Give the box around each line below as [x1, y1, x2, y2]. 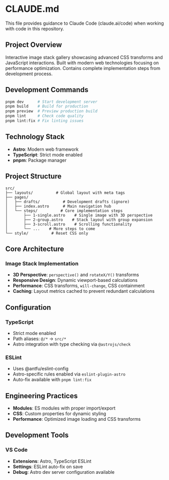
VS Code [5, 446, 28, 453]
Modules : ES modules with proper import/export [12, 405, 116, 412]
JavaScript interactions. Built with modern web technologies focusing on [5, 60, 159, 66]
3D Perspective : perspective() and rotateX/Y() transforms [12, 272, 139, 278]
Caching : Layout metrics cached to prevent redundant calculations [12, 288, 155, 294]
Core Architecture [5, 244, 64, 253]
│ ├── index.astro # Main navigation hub [5, 204, 111, 209]
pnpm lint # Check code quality [5, 114, 84, 119]
